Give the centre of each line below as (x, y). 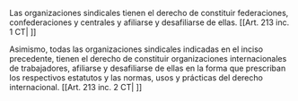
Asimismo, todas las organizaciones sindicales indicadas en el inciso (136, 49)
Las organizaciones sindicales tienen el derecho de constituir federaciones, (149, 13)
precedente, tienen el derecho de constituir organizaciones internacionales (148, 59)
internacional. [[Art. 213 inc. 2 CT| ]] (76, 87)
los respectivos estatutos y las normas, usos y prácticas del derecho (136, 78)
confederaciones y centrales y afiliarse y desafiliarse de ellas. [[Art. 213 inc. (149, 22)
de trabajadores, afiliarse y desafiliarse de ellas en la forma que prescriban (148, 68)
